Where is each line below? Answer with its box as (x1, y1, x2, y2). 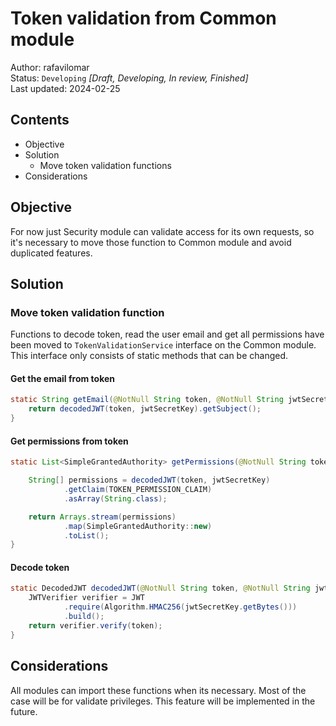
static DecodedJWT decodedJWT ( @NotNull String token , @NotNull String (10, 583, 311, 594)
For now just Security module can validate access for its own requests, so (10, 225, 315, 237)
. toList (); (63, 530, 110, 541)
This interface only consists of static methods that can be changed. (10, 350, 289, 362)
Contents (10, 112, 70, 129)
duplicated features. (10, 247, 93, 259)
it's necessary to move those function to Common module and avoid (10, 236, 292, 248)
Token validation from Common (10, 7, 277, 30)
